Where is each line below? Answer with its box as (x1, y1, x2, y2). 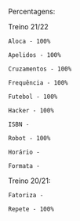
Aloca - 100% (8, 37, 51, 45)
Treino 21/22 (8, 22, 49, 31)
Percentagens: (8, 7, 56, 16)
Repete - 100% (8, 205, 55, 213)
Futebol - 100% (8, 93, 58, 101)
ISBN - (8, 120, 30, 128)
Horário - (8, 148, 41, 156)
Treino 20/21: (8, 176, 51, 185)
